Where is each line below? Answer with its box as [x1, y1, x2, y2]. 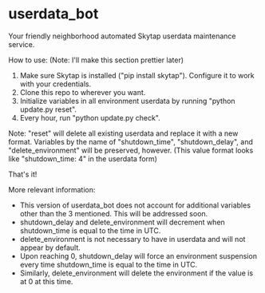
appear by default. [19, 243, 81, 252]
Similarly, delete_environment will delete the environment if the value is [19, 268, 254, 278]
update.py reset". [19, 105, 77, 114]
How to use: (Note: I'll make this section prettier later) [8, 55, 184, 65]
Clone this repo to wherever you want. [19, 87, 146, 97]
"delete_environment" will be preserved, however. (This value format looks [8, 145, 254, 155]
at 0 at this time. [19, 276, 73, 286]
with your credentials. [19, 79, 92, 89]
